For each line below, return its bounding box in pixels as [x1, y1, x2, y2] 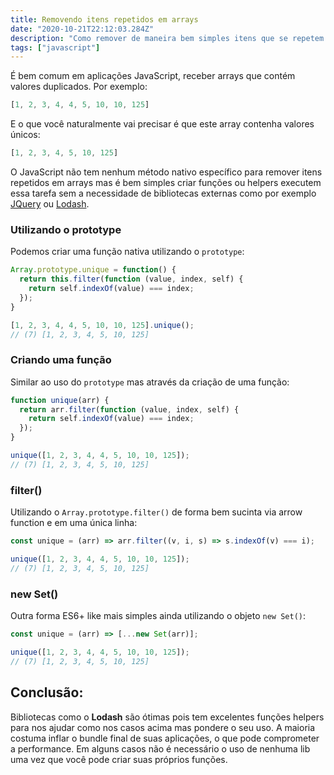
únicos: [10, 129, 41, 141]
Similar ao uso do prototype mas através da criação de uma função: [10, 376, 290, 388]
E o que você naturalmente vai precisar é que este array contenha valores [10, 118, 315, 130]
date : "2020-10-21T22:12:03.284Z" [10, 24, 155, 34]
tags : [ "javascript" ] [10, 42, 101, 53]
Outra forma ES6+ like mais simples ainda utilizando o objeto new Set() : [10, 610, 307, 622]
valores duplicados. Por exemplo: [10, 81, 148, 93]
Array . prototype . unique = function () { [10, 265, 177, 275]
